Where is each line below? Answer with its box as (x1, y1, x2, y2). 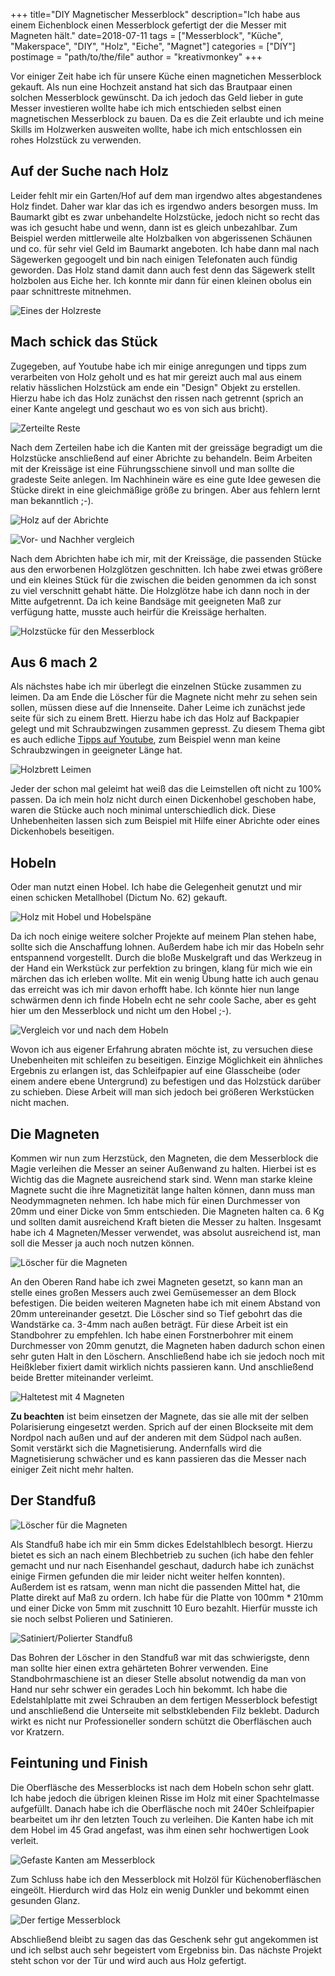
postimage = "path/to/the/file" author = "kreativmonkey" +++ (10, 51, 263, 63)
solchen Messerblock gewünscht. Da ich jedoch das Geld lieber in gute (10, 92, 304, 103)
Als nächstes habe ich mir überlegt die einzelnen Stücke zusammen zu (10, 680, 302, 693)
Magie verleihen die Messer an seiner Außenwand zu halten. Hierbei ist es (10, 1163, 317, 1175)
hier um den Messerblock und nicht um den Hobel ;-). (10, 1005, 232, 1017)
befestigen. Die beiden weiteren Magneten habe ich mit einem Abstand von (10, 1297, 321, 1309)
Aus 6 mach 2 (10, 654, 98, 671)
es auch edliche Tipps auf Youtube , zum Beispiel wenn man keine (10, 734, 281, 746)
